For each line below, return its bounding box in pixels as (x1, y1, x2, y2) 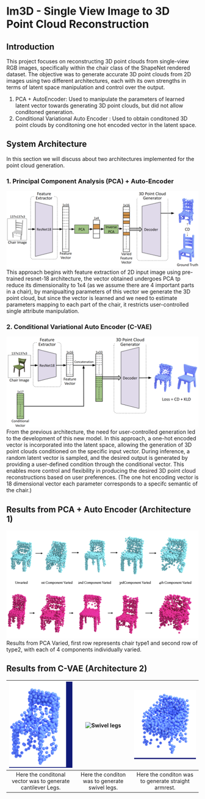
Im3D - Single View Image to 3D (6, 4, 170, 18)
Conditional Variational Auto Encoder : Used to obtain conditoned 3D (15, 115, 188, 122)
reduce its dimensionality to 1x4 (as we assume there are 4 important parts (6, 281, 195, 288)
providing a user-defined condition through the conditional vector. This (6, 460, 184, 468)
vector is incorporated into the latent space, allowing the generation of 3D (6, 441, 192, 449)
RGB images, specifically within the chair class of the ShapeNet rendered (6, 64, 190, 71)
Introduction (6, 41, 55, 52)
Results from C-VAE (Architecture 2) (6, 664, 148, 674)
